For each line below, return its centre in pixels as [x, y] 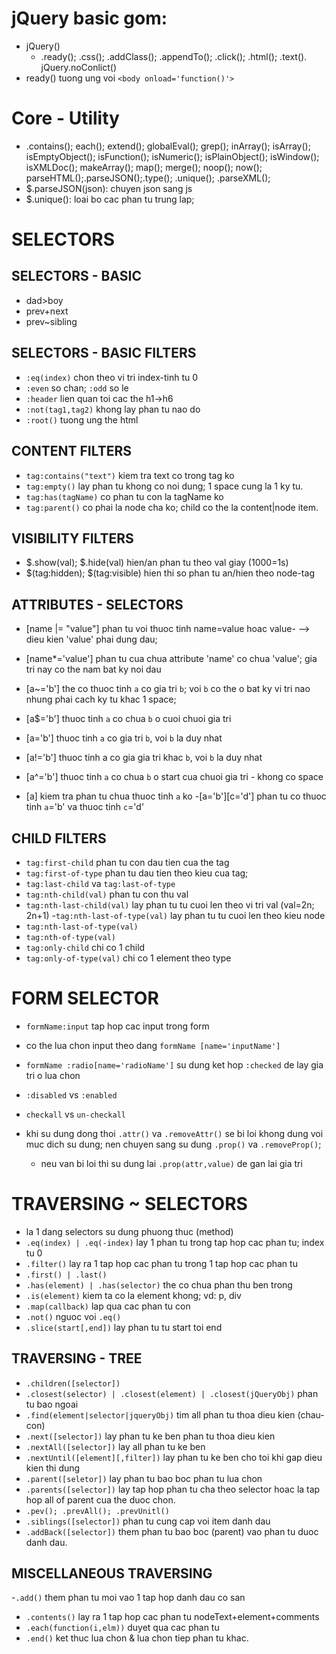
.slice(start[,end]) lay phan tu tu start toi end [124, 1327]
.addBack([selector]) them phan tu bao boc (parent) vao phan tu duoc [172, 1531]
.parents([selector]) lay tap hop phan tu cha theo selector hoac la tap [173, 1489]
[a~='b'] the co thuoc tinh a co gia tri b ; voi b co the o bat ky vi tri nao [168, 689]
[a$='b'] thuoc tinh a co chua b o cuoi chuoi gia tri [128, 719]
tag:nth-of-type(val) [70, 937]
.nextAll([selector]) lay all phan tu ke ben [115, 1446]
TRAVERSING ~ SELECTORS [129, 1204]
